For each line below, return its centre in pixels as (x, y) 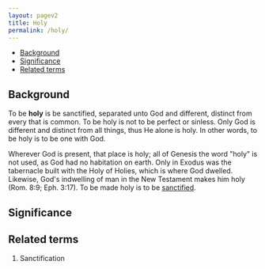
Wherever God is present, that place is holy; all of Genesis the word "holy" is (133, 154)
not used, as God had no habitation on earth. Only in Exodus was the (120, 162)
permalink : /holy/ (38, 30)
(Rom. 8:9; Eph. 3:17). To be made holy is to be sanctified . (102, 188)
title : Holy (28, 23)
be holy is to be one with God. (57, 138)
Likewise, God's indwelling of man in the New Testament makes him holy (127, 180)
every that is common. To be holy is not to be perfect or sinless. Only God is (132, 122)
